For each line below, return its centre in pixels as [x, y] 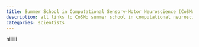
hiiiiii [12, 39]
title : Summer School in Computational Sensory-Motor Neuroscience [91, 11]
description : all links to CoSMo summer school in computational [88, 17]
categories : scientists [36, 22]
